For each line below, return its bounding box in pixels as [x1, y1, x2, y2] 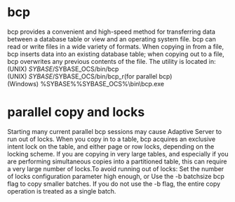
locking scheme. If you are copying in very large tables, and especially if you [7, 149, 229, 158]
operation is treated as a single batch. [7, 187, 116, 195]
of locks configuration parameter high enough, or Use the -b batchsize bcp [7, 172, 224, 180]
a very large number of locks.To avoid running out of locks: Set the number [7, 164, 224, 173]
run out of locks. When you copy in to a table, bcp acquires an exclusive [7, 135, 216, 143]
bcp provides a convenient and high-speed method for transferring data [7, 27, 216, 36]
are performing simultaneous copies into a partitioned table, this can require [7, 157, 227, 166]
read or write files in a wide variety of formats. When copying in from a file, [7, 42, 224, 50]
